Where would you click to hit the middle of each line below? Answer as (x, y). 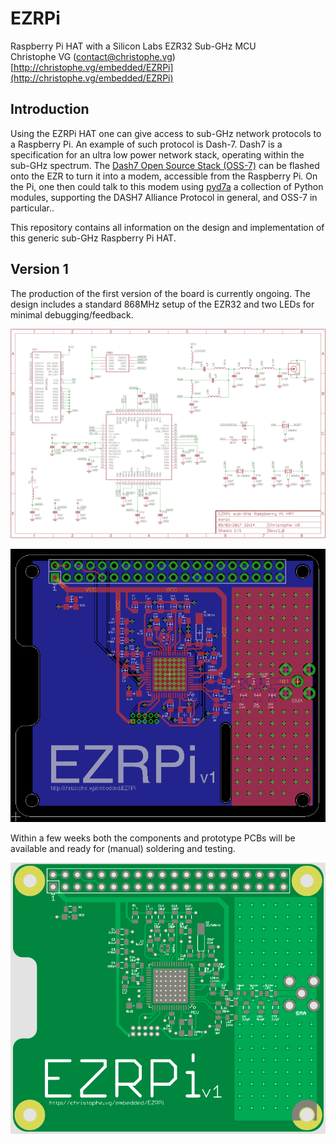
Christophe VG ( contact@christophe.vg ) (93, 56)
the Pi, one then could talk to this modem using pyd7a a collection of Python (167, 186)
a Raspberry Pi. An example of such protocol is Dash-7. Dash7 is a (146, 144)
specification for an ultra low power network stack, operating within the (157, 154)
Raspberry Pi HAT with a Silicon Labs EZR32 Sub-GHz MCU (133, 46)
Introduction (50, 109)
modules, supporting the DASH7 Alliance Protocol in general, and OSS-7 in (164, 197)
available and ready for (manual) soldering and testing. (123, 848)
